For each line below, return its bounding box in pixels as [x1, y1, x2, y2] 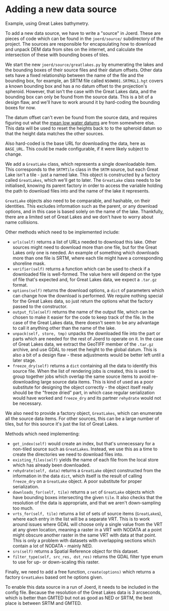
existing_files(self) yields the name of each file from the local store [12, 456, 159, 463]
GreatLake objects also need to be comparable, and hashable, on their [5, 198, 150, 204]
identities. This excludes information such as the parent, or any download [5, 203, 158, 209]
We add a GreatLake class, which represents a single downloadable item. [5, 161, 156, 167]
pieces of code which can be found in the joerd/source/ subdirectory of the [5, 35, 163, 42]
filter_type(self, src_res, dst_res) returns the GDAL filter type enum [12, 553, 163, 559]
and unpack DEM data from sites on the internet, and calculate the [5, 46, 143, 52]
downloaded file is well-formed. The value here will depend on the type [12, 271, 161, 277]
